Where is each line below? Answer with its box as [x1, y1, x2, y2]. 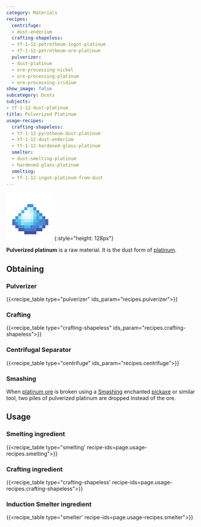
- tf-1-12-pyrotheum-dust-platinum [11, 130, 101, 137]
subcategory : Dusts [6, 92, 55, 99]
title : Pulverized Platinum [6, 111, 77, 117]
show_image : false [6, 86, 52, 92]
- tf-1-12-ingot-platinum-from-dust [11, 174, 103, 180]
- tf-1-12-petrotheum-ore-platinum [11, 48, 101, 54]
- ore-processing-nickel [11, 67, 74, 73]
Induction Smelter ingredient [6, 500, 92, 508]
